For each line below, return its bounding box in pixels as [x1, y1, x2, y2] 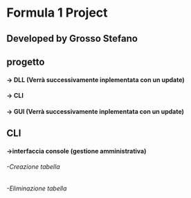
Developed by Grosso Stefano [6, 33, 138, 44]
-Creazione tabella [6, 163, 60, 171]
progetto [6, 56, 45, 67]
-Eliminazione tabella [6, 184, 67, 192]
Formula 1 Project [6, 5, 108, 21]
